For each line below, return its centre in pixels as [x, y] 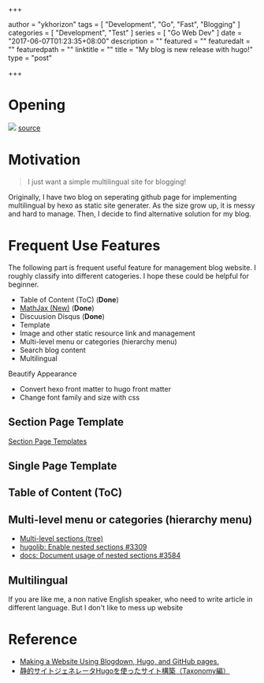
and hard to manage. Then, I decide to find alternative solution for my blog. [130, 213]
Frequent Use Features [84, 246]
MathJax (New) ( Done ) [57, 308]
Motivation [45, 160]
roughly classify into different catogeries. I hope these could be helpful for [129, 276]
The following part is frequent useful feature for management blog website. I [132, 267]
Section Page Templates [48, 441]
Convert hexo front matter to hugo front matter [95, 388]
